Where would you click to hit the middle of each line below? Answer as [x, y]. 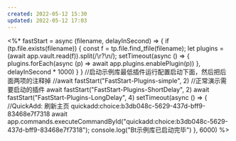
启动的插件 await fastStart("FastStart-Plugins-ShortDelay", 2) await [111, 89]
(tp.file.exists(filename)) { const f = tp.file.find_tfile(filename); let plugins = [116, 48]
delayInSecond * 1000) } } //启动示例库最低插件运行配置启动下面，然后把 [114, 72]
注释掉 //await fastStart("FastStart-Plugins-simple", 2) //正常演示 [126, 80]
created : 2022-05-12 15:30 [47, 14]
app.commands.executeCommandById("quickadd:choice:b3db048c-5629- [118, 121]
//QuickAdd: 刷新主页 [38, 106]
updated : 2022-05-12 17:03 [47, 21]
